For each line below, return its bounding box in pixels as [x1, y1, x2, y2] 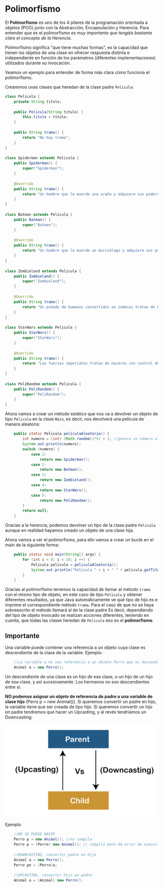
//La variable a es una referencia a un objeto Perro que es [14, 660, 140, 665]
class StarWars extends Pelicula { [5, 325, 77, 330]
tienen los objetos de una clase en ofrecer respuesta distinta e [5, 50, 130, 55]
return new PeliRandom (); [39, 498, 92, 503]
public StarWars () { [14, 330, 55, 335]
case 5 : [31, 493, 47, 498]
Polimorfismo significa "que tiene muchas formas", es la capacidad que [5, 44, 148, 50]
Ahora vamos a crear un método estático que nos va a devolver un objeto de [5, 411, 158, 417]
